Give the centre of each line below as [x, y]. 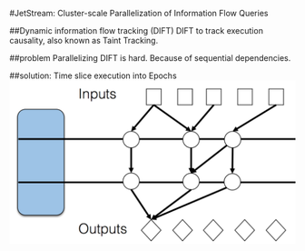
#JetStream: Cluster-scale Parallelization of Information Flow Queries [139, 13]
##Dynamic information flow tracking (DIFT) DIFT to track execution [136, 30]
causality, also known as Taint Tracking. [84, 40]
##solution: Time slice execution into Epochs [93, 75]
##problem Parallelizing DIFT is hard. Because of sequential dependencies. [150, 58]
